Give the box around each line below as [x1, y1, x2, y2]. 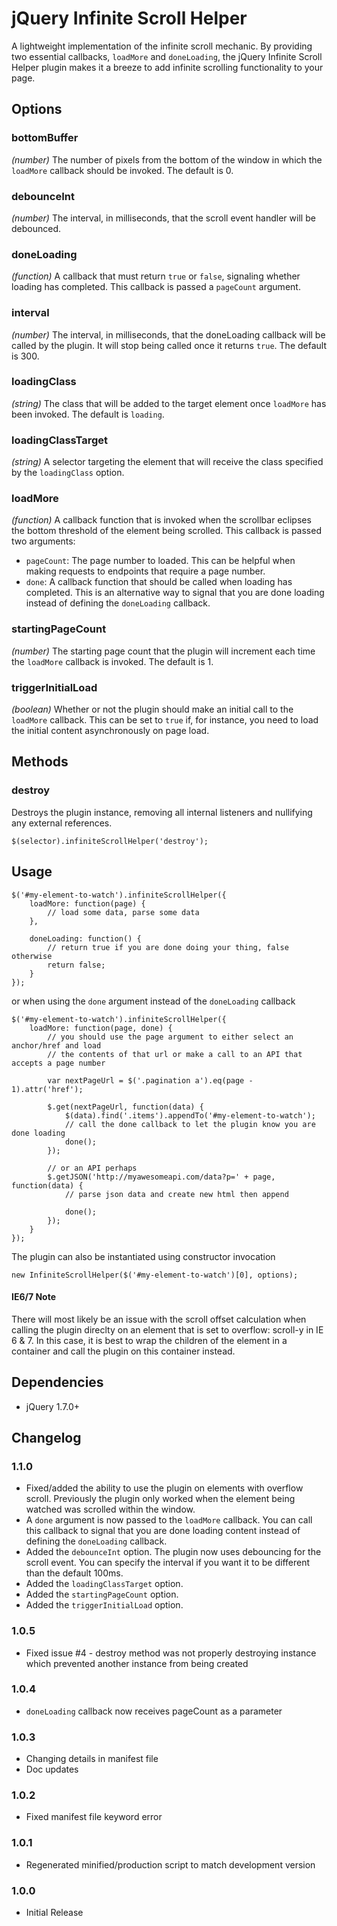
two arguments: [11, 535, 76, 547]
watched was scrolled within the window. [25, 1503, 196, 1516]
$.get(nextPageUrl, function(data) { [47, 1102, 204, 1112]
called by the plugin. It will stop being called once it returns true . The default [11, 339, 327, 351]
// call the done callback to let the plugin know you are [64, 1119, 316, 1129]
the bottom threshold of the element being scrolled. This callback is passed [11, 525, 322, 537]
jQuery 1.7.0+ [25, 1400, 81, 1412]
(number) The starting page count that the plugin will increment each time [11, 645, 316, 657]
